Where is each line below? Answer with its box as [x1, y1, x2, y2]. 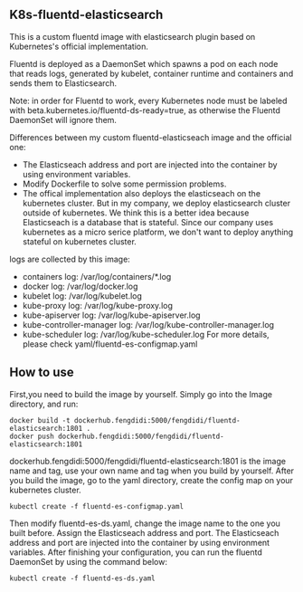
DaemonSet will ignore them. [9, 114, 118, 125]
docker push [9, 432, 54, 441]
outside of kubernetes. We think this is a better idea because [22, 207, 250, 218]
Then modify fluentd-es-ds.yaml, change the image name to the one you [9, 518, 280, 529]
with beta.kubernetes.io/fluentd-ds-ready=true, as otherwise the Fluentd [9, 104, 280, 116]
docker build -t [9, 415, 71, 425]
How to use [9, 365, 74, 380]
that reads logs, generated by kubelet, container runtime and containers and [9, 68, 294, 79]
